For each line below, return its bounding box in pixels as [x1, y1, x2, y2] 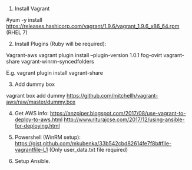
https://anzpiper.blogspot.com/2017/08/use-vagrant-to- [49, 110, 186, 116]
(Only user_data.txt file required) [49, 146, 128, 153]
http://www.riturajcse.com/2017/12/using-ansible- [64, 116, 185, 123]
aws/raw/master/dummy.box [6, 98, 76, 105]
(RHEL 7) [6, 29, 28, 36]
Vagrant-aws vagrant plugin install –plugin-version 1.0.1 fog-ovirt [6, 52, 163, 58]
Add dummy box [14, 81, 55, 88]
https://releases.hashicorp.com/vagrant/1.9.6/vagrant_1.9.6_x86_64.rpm [6, 23, 180, 29]
